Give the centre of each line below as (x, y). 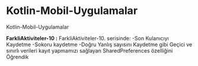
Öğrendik (17, 57)
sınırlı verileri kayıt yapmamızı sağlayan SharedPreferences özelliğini (90, 50)
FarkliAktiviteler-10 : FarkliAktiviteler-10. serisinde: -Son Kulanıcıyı (87, 38)
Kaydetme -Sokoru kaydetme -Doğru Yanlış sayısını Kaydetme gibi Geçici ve (99, 44)
